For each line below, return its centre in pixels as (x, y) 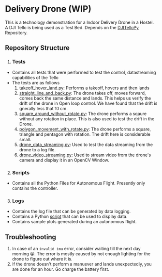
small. (25, 139)
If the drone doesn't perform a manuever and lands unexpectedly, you (82, 264)
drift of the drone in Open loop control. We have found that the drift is (88, 103)
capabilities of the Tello (35, 77)
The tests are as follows (36, 82)
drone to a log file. (37, 149)
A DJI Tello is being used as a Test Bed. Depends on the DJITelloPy (72, 27)
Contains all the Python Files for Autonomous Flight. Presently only (79, 183)
